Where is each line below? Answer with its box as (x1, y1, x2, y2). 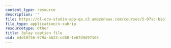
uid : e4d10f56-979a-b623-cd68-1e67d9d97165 (5, 35, 99, 40)
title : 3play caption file (5, 30, 63, 35)
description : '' (5, 12, 40, 17)
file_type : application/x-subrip (5, 21, 76, 26)
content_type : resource (5, 7, 56, 12)
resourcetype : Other (5, 26, 49, 31)
